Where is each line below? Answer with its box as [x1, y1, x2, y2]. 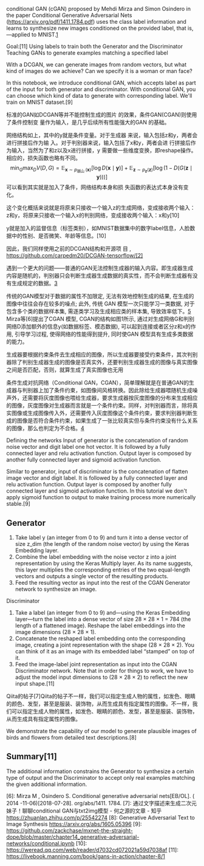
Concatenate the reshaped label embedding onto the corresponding [15, 635, 186, 642]
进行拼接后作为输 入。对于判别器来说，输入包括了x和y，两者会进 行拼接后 [6, 139, 191, 146]
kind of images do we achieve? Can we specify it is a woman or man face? [6, 67, 192, 75]
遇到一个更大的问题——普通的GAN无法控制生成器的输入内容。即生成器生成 [6, 264, 194, 272]
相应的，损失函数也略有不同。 [6, 154, 81, 162]
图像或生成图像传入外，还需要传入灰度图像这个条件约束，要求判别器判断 [11, 409, 192, 417]
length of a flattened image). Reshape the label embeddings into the [15, 622, 185, 629]
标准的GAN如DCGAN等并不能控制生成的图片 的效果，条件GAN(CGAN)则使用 [6, 111, 197, 118]
